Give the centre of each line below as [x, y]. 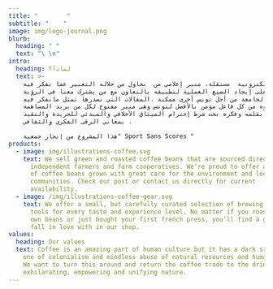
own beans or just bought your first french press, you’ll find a [145, 219]
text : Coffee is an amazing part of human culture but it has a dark [136, 250]
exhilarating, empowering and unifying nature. [105, 272]
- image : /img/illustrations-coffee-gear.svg [94, 196]
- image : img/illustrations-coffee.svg [83, 151]
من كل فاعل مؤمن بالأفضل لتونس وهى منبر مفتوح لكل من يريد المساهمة [139, 106]
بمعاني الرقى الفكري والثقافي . [78, 122]
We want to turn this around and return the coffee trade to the [136, 265]
